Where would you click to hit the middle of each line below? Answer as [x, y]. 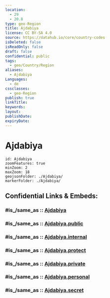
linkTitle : [16, 103]
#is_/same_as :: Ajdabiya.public [44, 223]
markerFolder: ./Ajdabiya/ [33, 181]
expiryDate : [17, 121]
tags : [11, 61]
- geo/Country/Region [32, 65]
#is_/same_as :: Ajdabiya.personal [48, 277]
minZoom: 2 [16, 167]
